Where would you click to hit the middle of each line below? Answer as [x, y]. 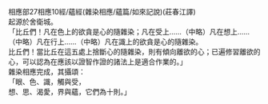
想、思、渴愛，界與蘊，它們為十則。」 [70, 92]
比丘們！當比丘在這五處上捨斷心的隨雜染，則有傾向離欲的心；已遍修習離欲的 [134, 52]
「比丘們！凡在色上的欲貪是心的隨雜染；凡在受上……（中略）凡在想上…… [129, 32]
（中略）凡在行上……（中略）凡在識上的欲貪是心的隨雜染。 [106, 42]
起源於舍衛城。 [33, 22]
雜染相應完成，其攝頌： [47, 72]
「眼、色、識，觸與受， [47, 82]
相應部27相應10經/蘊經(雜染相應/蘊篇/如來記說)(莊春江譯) [102, 12]
